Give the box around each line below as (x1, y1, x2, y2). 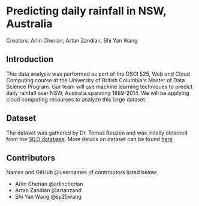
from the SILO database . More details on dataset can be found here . (6, 135, 174, 142)
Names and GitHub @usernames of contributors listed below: (6, 169, 158, 176)
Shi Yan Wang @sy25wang (14, 193, 82, 201)
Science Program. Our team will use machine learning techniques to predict (6, 83, 193, 90)
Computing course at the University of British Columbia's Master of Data (6, 76, 185, 83)
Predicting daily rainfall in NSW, (6, 4, 167, 18)
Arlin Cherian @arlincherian (14, 180, 83, 187)
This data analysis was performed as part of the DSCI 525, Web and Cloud (6, 70, 191, 77)
